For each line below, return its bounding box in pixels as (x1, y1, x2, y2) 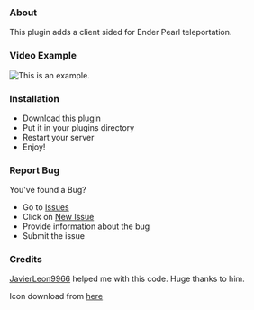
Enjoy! (22, 141, 46, 152)
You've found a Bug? (9, 185, 87, 196)
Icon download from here (9, 291, 104, 302)
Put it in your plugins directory (22, 122, 135, 132)
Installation (9, 92, 60, 105)
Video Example (9, 50, 77, 62)
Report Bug (9, 164, 60, 177)
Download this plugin (22, 113, 102, 123)
